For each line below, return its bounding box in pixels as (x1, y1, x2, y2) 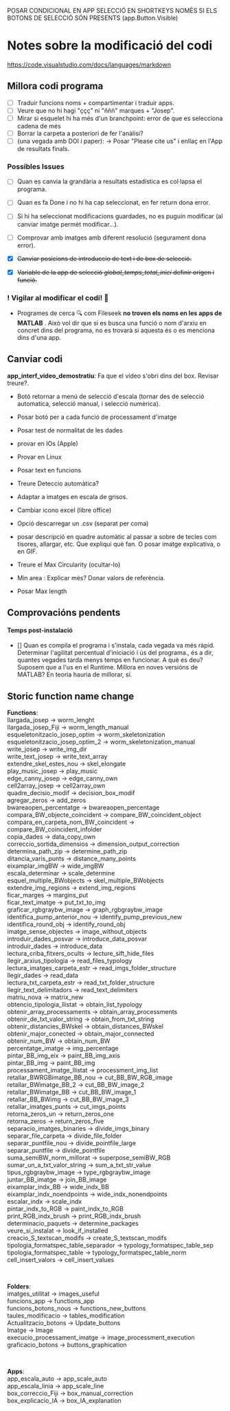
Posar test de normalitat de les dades (16, 426, 123, 434)
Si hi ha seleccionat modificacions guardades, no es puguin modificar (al (16, 212, 223, 220)
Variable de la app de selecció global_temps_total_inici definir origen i (16, 268, 215, 276)
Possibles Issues (7, 161, 65, 171)
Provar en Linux (16, 452, 62, 461)
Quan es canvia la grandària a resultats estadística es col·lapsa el (16, 177, 203, 185)
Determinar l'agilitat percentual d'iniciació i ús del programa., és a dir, (16, 649, 214, 657)
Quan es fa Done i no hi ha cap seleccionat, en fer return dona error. (16, 198, 211, 207)
